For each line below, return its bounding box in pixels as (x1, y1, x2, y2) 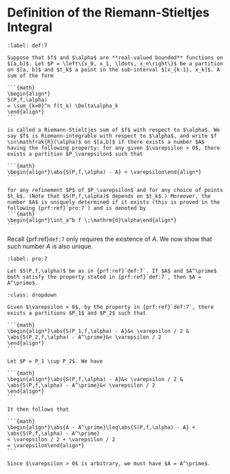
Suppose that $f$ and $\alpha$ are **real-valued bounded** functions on (7, 54, 224, 61)
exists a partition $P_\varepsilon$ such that (7, 150, 143, 158)
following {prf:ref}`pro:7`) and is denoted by (7, 204, 147, 211)
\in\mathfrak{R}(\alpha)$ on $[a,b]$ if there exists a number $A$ (7, 138, 205, 145)
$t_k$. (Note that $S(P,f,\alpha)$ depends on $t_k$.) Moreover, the (7, 193, 211, 200)
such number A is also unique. (7, 242, 93, 250)
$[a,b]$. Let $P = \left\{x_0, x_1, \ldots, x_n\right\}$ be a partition (7, 60, 224, 67)
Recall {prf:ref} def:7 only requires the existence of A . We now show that (7, 235, 212, 243)
